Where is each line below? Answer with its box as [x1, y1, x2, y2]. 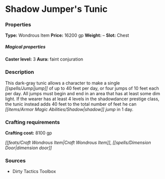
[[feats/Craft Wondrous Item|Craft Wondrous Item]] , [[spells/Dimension [5, 140, 151, 146]
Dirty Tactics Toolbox [12, 169, 56, 175]
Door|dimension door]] [5, 145, 52, 151]
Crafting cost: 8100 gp [5, 130, 52, 136]
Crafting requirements [5, 119, 60, 125]
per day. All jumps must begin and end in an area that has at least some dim [5, 90, 161, 96]
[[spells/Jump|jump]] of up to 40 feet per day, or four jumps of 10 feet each [5, 85, 159, 91]
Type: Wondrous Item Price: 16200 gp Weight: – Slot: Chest [5, 32, 129, 38]
